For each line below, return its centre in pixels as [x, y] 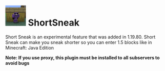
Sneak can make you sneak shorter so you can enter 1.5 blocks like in [79, 42]
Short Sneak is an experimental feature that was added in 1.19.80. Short [80, 37]
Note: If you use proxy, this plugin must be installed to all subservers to [82, 57]
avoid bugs [17, 63]
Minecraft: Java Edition [30, 48]
